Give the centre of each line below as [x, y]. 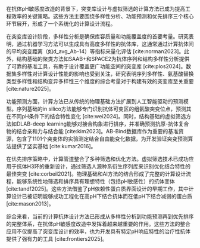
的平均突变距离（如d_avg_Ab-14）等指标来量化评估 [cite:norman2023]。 [95, 51]
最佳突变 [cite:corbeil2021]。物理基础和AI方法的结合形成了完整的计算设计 [96, 174]
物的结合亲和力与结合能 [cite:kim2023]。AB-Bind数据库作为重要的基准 [92, 131]
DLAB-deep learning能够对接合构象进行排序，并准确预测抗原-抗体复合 [103, 124]
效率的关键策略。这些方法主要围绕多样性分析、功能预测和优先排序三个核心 [102, 16]
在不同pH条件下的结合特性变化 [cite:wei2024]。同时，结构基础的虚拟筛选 [96, 116]
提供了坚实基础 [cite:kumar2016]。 [54, 146]
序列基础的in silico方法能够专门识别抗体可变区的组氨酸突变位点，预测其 [104, 109]
